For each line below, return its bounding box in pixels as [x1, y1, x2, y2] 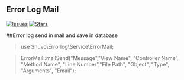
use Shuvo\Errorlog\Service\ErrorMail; [20, 43, 114, 50]
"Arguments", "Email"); [20, 67, 76, 74]
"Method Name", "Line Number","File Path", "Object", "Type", [20, 61, 170, 68]
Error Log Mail [6, 5, 59, 15]
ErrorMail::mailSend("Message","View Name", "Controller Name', [20, 54, 179, 61]
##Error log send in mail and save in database [6, 32, 118, 39]
